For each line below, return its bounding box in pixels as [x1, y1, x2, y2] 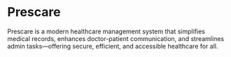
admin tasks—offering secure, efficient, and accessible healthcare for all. [7, 42, 218, 50]
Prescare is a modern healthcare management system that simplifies [7, 27, 205, 35]
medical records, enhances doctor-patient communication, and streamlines [7, 34, 225, 42]
